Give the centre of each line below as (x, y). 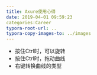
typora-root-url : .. (32, 28)
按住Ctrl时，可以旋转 (40, 51)
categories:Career (29, 22)
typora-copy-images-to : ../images (49, 34)
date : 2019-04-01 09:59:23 (39, 17)
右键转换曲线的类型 (38, 66)
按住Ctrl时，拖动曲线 (40, 58)
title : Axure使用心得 (31, 12)
